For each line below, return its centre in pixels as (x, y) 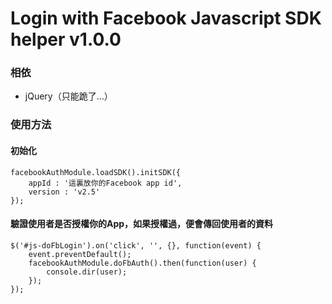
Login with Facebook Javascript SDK (166, 18)
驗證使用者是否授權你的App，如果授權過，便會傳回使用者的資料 (142, 224)
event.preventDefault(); (80, 254)
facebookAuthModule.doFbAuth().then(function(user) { (142, 263)
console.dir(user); (87, 272)
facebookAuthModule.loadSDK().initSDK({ (96, 172)
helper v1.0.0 (66, 39)
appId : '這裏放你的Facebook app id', (105, 183)
